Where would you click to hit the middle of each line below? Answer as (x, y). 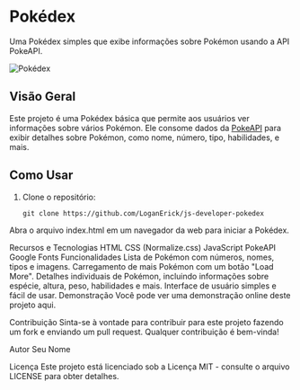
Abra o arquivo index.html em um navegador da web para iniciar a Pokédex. (150, 230)
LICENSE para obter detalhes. (64, 376)
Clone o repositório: (59, 197)
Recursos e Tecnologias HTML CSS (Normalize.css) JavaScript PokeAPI (143, 247)
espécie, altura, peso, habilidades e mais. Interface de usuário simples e (143, 286)
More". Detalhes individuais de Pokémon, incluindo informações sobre (139, 276)
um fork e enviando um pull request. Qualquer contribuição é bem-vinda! (145, 332)
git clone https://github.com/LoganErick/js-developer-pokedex (143, 213)
